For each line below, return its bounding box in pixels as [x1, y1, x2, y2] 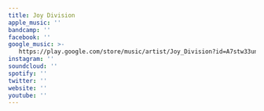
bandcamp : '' [8, 26, 51, 34]
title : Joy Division [8, 11, 76, 20]
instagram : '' [8, 55, 55, 63]
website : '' [8, 84, 47, 92]
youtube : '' [8, 91, 47, 99]
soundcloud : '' [8, 63, 58, 70]
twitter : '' [8, 77, 47, 84]
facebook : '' [8, 33, 51, 41]
